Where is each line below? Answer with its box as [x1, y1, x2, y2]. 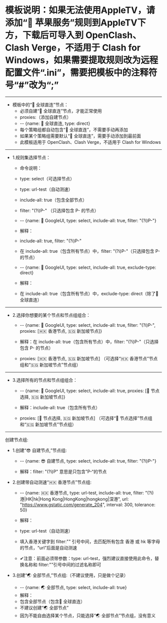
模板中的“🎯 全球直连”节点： [12, 101, 69, 107]
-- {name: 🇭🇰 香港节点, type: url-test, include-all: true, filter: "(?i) [19, 490, 154, 496]
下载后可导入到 [22, 29, 84, 41]
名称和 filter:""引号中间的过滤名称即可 [24, 562, 101, 568]
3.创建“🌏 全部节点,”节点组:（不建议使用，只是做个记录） [12, 572, 128, 578]
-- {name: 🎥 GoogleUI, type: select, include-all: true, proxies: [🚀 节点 [19, 388, 160, 394]
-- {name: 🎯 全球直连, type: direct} [19, 120, 90, 126]
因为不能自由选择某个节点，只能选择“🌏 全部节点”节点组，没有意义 [19, 613, 156, 619]
